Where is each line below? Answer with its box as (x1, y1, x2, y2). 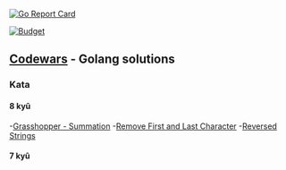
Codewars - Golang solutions (9, 52, 176, 67)
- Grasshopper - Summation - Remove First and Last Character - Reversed (9, 121, 277, 132)
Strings (9, 130, 36, 140)
